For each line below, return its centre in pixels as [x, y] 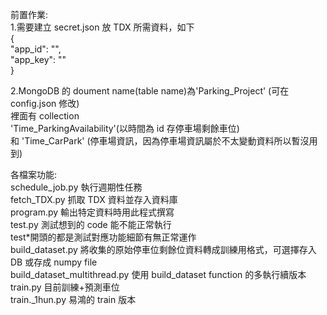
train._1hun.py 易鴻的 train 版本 [73, 299]
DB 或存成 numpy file [54, 262]
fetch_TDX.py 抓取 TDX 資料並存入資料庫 [94, 199]
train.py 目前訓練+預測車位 [65, 287]
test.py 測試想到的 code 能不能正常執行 [91, 224]
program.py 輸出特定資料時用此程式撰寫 [92, 212]
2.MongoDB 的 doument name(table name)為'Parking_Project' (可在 [150, 91]
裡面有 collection [45, 116]
